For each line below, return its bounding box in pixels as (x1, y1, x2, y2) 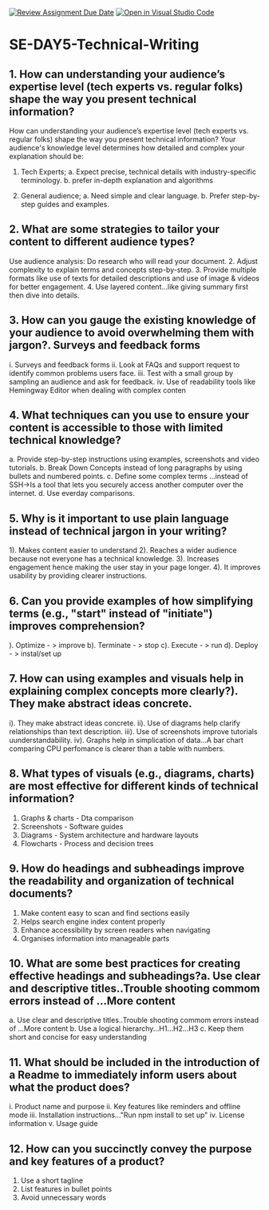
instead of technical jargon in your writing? (9, 524, 227, 537)
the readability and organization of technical (9, 874, 235, 888)
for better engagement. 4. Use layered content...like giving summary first (9, 282, 249, 291)
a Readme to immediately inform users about (9, 1068, 238, 1081)
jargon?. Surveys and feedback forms (9, 338, 200, 352)
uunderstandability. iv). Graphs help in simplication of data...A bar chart (9, 735, 244, 745)
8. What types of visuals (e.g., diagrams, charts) (9, 767, 255, 781)
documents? (9, 887, 73, 901)
